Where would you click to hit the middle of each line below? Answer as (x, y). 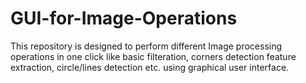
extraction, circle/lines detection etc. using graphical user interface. (150, 67)
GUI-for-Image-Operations (124, 18)
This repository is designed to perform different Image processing (146, 46)
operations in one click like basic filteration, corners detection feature (153, 56)
